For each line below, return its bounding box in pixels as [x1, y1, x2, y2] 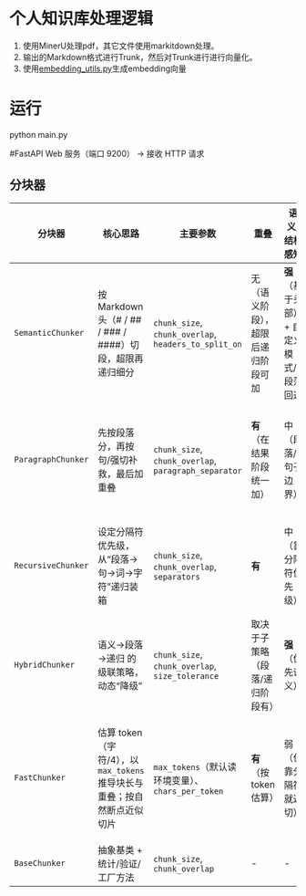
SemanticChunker [14, 328, 85, 338]
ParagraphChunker [14, 453, 89, 464]
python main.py [9, 129, 68, 140]
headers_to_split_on [153, 339, 243, 349]
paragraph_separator [153, 465, 243, 475]
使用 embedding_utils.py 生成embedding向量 [22, 63, 187, 74]
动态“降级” [97, 679, 143, 692]
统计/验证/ [97, 857, 141, 870]
